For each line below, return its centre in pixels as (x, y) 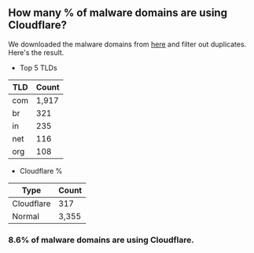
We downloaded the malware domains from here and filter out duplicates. (127, 44)
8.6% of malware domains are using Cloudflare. (101, 240)
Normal (26, 216)
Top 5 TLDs (38, 68)
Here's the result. (36, 52)
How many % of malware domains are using (118, 13)
